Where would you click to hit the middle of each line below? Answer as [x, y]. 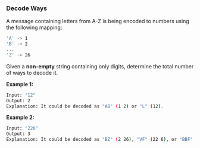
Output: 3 [18, 134]
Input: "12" [21, 95]
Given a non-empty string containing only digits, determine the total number [100, 66]
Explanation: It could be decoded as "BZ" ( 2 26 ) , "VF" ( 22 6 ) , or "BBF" [100, 140]
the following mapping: [34, 27]
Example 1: [20, 84]
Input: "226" [22, 128]
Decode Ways [27, 8]
